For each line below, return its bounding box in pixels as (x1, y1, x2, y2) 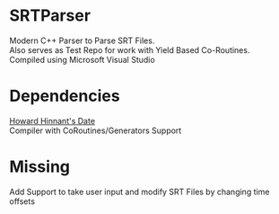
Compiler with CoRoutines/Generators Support (9, 125, 182, 136)
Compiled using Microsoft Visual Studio (9, 54, 155, 65)
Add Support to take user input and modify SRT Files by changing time (9, 186, 270, 197)
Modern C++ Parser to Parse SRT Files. (9, 35, 155, 46)
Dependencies (9, 86, 120, 106)
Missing (9, 156, 70, 177)
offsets (9, 195, 36, 207)
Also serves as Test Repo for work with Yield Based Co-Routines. (9, 44, 250, 55)
